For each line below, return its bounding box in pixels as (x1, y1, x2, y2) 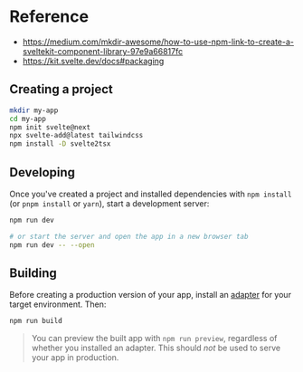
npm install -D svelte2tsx (9, 139, 111, 148)
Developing (9, 165, 75, 180)
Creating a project (9, 81, 113, 97)
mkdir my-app (9, 106, 59, 115)
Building (9, 265, 57, 281)
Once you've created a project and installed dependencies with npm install (9, 188, 292, 199)
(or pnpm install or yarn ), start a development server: (9, 197, 210, 209)
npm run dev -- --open (9, 240, 95, 250)
